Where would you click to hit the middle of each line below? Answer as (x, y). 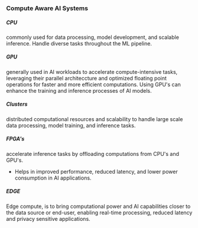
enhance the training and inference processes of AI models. (79, 90)
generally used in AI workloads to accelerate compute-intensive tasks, (92, 71)
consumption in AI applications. (53, 178)
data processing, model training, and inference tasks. (71, 125)
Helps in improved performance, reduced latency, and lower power (96, 171)
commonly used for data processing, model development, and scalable (92, 37)
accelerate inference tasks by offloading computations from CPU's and (92, 154)
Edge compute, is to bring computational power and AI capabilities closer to (98, 206)
